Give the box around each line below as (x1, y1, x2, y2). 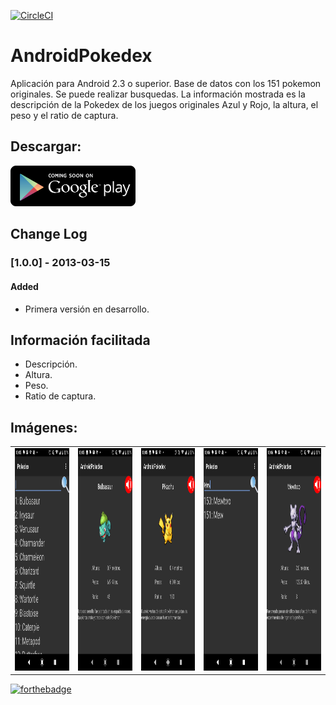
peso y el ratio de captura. (10, 109, 119, 121)
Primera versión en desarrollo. (24, 303, 150, 315)
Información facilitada (10, 331, 151, 349)
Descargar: (10, 138, 82, 155)
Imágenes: (10, 419, 78, 436)
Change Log (10, 226, 88, 243)
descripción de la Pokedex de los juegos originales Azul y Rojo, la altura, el (10, 98, 319, 110)
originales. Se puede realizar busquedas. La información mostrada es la (10, 88, 306, 100)
